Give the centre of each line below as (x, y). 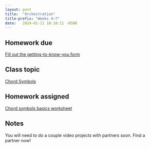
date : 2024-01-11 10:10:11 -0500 (41, 23)
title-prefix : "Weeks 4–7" (32, 18)
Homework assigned (37, 97)
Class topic (22, 70)
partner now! (18, 140)
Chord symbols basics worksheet (38, 108)
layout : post (18, 9)
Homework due (29, 42)
